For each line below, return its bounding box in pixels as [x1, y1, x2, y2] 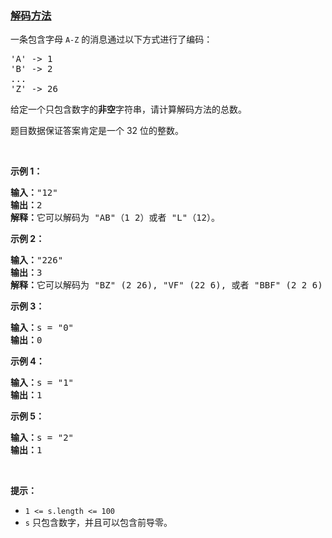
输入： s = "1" [10, 377, 75, 389]
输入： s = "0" [10, 322, 75, 334]
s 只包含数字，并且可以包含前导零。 [24, 517, 173, 529]
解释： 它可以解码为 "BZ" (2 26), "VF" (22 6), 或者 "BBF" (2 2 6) [10, 280, 323, 291]
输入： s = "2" [10, 432, 75, 444]
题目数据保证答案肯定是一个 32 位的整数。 [10, 125, 185, 137]
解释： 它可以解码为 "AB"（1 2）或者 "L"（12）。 [10, 212, 221, 224]
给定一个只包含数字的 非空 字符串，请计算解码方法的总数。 [10, 103, 247, 116]
